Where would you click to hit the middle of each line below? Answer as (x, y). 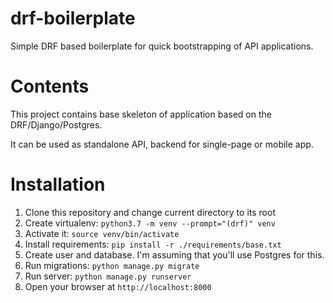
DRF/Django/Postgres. (56, 124)
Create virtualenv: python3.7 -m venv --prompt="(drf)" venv (150, 223)
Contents (50, 86)
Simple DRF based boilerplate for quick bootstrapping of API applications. (162, 46)
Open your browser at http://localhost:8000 (118, 286)
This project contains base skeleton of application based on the (141, 114)
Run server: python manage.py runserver (108, 276)
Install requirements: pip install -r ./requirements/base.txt (153, 244)
